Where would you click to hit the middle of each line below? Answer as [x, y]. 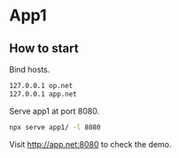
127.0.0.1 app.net [43, 94]
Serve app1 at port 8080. [54, 111]
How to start [44, 48]
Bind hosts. [30, 69]
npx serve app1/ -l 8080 [55, 127]
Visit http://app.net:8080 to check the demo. [90, 144]
